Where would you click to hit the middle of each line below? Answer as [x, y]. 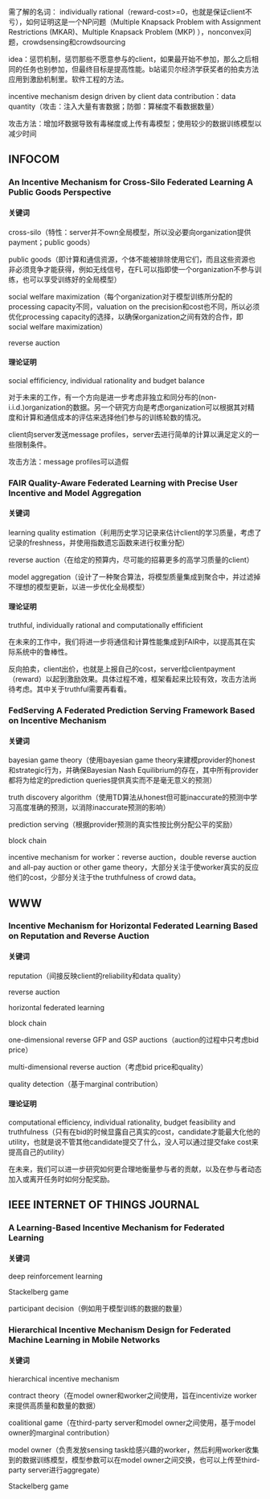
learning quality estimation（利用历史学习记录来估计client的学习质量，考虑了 [135, 532]
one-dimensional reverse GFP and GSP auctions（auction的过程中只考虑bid [134, 1039]
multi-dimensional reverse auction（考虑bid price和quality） [108, 1067]
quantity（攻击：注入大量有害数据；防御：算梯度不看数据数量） [113, 106]
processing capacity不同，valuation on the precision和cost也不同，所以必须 [134, 306]
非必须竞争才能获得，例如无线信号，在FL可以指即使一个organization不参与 [131, 269]
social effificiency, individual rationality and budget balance [106, 380]
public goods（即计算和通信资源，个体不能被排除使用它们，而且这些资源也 [132, 259]
